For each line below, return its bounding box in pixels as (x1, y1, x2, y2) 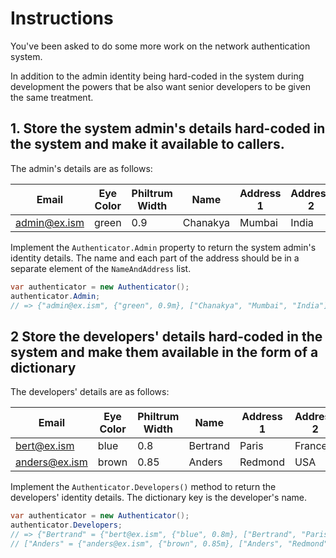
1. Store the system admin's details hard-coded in (10, 120, 326, 137)
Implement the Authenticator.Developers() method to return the (10, 481, 277, 493)
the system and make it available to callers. (10, 136, 285, 153)
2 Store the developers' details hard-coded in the (10, 328, 323, 345)
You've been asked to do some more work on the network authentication (10, 40, 311, 52)
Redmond (239, 455, 286, 469)
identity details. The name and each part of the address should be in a (10, 252, 300, 264)
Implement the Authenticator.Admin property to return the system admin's (10, 241, 317, 253)
